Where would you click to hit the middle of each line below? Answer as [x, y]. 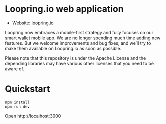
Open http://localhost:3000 [33, 116]
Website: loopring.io [33, 23]
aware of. [15, 69]
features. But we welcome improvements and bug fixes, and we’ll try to [78, 43]
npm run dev [17, 107]
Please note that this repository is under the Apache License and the [76, 58]
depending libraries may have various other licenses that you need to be [79, 63]
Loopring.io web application [64, 9]
